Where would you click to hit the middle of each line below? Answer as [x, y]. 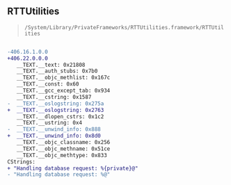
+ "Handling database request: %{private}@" [73, 168]
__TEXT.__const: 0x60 [48, 84]
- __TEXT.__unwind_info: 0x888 [54, 129]
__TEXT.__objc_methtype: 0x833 [62, 155]
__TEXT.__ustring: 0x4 [49, 123]
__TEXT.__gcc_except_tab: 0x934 [63, 91]
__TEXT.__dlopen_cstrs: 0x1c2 [60, 116]
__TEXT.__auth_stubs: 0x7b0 [57, 71]
